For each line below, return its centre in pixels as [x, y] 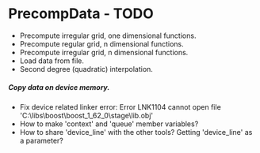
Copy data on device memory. [59, 87]
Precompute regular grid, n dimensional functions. [101, 43]
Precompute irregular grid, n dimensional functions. [104, 52]
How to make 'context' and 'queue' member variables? [109, 124]
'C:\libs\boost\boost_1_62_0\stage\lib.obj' [86, 115]
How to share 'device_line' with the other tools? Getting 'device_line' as [136, 132]
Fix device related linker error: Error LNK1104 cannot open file [120, 106]
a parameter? [41, 140]
